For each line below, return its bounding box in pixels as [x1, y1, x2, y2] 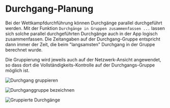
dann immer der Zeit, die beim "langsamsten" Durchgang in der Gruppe [5, 41, 155, 47]
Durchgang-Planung [5, 3, 94, 15]
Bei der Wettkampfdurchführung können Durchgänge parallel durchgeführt [5, 20, 162, 26]
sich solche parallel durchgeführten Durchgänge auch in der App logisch [5, 30, 158, 37]
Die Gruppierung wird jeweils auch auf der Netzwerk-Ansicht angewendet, [5, 56, 161, 62]
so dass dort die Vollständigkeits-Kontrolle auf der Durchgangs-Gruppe [5, 62, 155, 68]
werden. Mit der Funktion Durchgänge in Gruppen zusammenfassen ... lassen [5, 25, 165, 31]
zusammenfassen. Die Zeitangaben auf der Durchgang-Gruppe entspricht [5, 36, 160, 42]
